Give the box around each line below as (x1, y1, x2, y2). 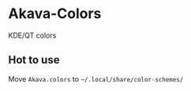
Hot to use (8, 53, 60, 67)
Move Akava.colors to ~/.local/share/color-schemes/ (8, 74, 184, 83)
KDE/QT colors (8, 31, 57, 40)
